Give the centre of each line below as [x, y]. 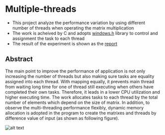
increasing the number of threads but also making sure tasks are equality [80, 76]
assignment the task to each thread [49, 38]
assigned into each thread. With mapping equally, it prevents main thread [80, 81]
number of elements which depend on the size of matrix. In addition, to [78, 102]
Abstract [19, 59]
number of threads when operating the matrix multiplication [73, 28]
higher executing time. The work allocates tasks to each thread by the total [82, 97]
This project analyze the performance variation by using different [79, 23]
